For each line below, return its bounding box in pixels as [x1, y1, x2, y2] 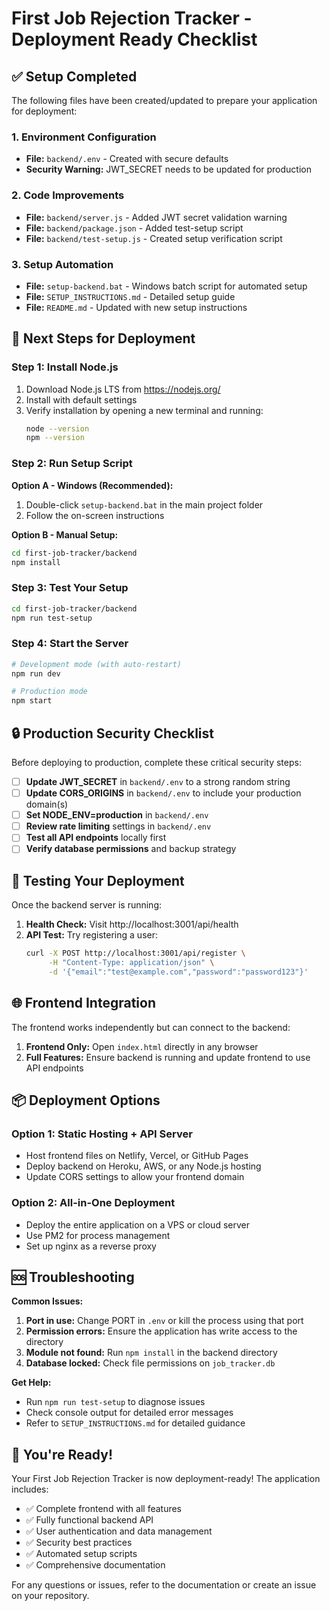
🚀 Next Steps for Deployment [11, 330, 196, 347]
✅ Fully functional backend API [25, 1514, 154, 1526]
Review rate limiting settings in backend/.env [25, 820, 212, 832]
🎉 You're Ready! [11, 1446, 114, 1463]
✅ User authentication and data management [25, 1525, 213, 1537]
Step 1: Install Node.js [11, 360, 119, 374]
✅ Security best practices [25, 1537, 133, 1549]
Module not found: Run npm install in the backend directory [25, 1347, 278, 1359]
